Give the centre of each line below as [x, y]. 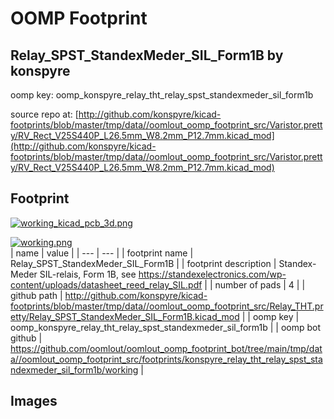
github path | [36, 295]
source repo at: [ [44, 114]
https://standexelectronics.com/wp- [212, 274]
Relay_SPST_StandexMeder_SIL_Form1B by [147, 55]
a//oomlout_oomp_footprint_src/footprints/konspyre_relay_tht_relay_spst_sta [166, 359]
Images [34, 401]
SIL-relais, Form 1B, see [88, 274]
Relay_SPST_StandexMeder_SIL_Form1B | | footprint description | [143, 263]
